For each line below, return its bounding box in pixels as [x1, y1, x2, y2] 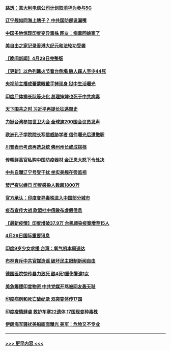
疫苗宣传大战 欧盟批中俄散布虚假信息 [5, 207, 82, 213]
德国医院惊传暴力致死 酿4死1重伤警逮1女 [5, 271, 89, 277]
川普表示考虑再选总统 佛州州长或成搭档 [5, 144, 87, 150]
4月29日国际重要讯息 [5, 233, 50, 239]
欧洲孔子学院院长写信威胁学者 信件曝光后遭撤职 [5, 131, 105, 138]
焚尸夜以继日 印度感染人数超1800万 [5, 182, 80, 188]
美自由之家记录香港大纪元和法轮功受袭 [5, 42, 85, 49]
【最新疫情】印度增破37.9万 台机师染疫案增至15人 [5, 220, 110, 226]
